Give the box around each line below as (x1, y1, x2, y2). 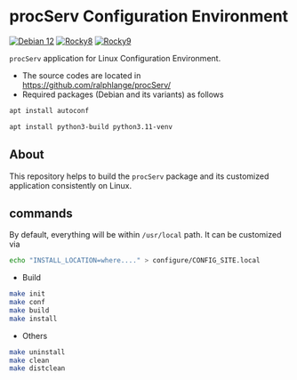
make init (9, 289, 46, 299)
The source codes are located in (21, 69, 141, 81)
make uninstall (9, 347, 66, 357)
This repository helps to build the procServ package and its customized (9, 171, 269, 182)
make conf (9, 298, 46, 307)
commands (9, 206, 73, 221)
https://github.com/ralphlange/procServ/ (21, 79, 172, 90)
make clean (9, 356, 50, 365)
